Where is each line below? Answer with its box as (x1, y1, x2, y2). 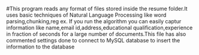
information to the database (6, 43, 75, 50)
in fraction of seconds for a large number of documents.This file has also (6, 30, 186, 38)
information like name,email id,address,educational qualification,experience (6, 24, 193, 31)
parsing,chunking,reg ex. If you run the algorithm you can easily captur (6, 18, 182, 25)
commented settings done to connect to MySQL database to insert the (6, 37, 180, 44)
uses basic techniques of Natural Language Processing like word (6, 11, 167, 19)
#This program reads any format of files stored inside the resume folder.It (6, 5, 188, 12)
